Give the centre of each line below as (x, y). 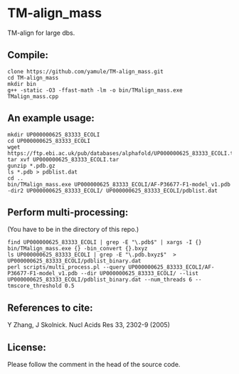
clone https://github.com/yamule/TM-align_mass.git (85, 71)
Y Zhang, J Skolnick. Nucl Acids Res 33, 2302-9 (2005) (89, 325)
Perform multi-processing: (68, 212)
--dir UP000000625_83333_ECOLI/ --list (140, 274)
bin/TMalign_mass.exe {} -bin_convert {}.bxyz (78, 249)
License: (27, 347)
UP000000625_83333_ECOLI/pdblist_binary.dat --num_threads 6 (100, 280)
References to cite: (51, 308)
